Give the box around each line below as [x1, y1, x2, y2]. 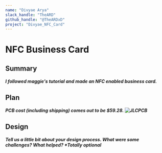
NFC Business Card [5, 44, 89, 55]
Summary [5, 64, 37, 73]
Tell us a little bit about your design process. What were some [5, 137, 140, 143]
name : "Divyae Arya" [5, 7, 50, 13]
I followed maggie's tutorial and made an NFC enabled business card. [5, 78, 157, 84]
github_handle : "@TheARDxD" [5, 17, 65, 22]
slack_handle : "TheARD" [5, 12, 56, 17]
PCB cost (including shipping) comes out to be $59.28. [5, 107, 124, 114]
